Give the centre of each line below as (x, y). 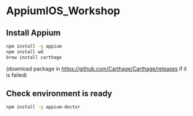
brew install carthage (34, 57)
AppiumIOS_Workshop (63, 11)
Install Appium (33, 33)
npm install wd (25, 51)
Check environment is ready (59, 94)
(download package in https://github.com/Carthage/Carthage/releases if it (97, 69)
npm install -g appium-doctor (43, 107)
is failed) (17, 75)
